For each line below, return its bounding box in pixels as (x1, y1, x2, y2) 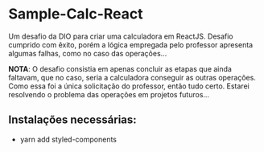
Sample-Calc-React (8, 5, 143, 23)
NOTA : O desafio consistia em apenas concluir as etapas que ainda (8, 64, 232, 73)
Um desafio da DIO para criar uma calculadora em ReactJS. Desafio (8, 31, 233, 41)
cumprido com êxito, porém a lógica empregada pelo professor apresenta (8, 39, 254, 49)
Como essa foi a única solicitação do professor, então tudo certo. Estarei (8, 81, 250, 91)
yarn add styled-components (19, 134, 118, 144)
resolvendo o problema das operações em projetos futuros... (8, 89, 210, 99)
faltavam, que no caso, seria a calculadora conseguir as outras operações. (8, 72, 256, 82)
